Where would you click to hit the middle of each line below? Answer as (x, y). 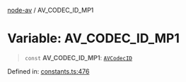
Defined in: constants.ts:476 (48, 71)
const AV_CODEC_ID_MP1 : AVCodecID (79, 57)
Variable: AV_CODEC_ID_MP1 (94, 39)
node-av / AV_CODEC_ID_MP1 (51, 10)
